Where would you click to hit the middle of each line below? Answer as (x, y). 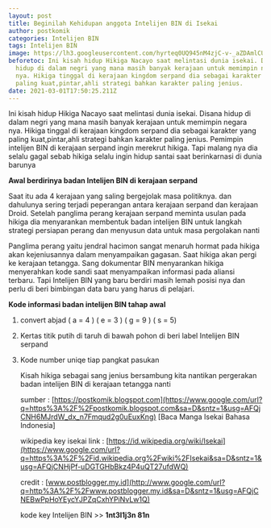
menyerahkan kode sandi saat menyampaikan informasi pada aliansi (122, 272)
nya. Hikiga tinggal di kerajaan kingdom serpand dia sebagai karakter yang (132, 131)
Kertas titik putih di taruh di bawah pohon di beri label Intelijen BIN (130, 336)
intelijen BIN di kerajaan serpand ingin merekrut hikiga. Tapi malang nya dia (133, 148)
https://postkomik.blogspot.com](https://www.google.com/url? (158, 400)
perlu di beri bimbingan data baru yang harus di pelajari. (102, 289)
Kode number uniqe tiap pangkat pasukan (90, 360)
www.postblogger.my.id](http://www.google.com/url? (137, 482)
